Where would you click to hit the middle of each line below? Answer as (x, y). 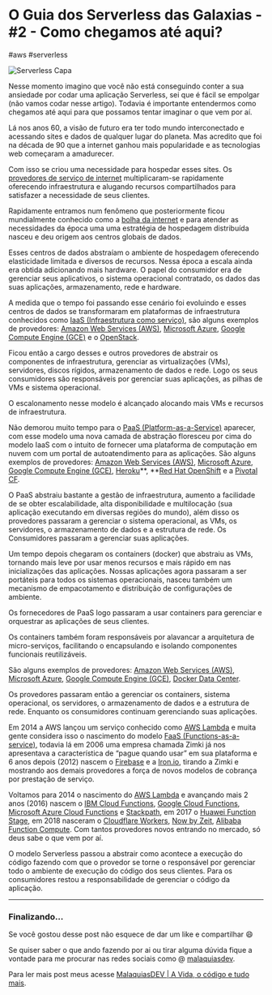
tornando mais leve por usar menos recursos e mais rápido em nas (120, 562)
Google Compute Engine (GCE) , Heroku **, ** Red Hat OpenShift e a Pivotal (133, 470)
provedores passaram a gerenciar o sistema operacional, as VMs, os (123, 520)
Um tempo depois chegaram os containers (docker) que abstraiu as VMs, (131, 553)
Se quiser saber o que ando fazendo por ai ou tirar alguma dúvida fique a (130, 950)
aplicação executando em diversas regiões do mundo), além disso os (124, 512)
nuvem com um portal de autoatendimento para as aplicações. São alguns (132, 453)
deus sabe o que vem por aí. (56, 838)
